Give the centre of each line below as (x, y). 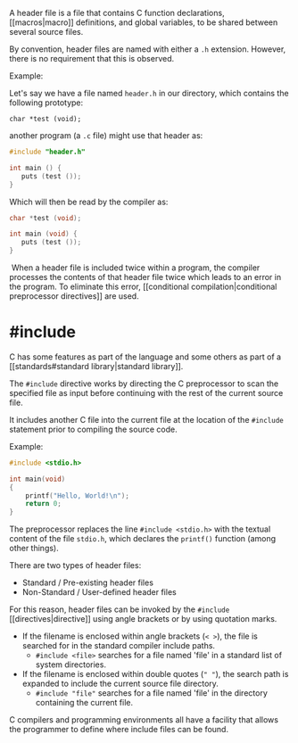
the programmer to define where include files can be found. (119, 730)
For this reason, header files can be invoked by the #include (120, 609)
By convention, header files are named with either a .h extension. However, (148, 49)
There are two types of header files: (75, 566)
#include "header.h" (48, 152)
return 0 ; (44, 504)
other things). (34, 549)
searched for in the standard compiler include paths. (119, 646)
